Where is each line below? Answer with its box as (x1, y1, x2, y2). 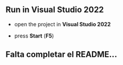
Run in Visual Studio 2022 (5, 5, 104, 15)
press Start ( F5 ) (14, 32, 54, 39)
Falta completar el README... (5, 49, 118, 60)
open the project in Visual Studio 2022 (14, 20, 111, 27)
